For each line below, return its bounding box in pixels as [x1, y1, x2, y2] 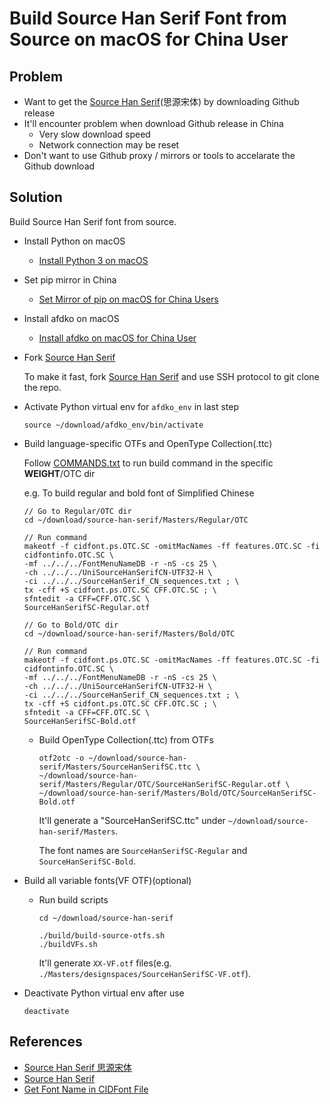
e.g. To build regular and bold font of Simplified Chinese [23, 487, 255, 499]
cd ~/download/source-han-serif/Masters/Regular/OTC [23, 515, 249, 525]
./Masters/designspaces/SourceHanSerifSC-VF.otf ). [38, 967, 252, 979]
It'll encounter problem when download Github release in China [23, 118, 284, 129]
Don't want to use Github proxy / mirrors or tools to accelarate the [23, 150, 296, 161]
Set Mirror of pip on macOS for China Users [38, 293, 219, 305]
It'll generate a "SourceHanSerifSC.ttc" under [38, 814, 226, 826]
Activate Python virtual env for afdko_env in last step [23, 400, 240, 412]
